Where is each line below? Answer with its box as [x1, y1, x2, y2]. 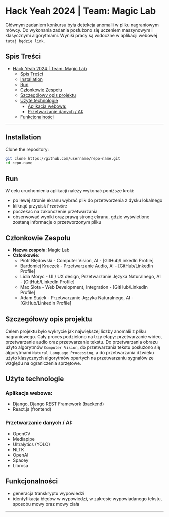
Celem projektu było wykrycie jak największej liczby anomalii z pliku [5, 328, 146, 334]
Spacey [12, 457, 29, 463]
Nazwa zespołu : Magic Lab [12, 247, 70, 253]
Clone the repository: [5, 146, 49, 152]
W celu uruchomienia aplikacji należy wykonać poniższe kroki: [5, 188, 135, 194]
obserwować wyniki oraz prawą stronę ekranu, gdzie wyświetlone [12, 214, 150, 220]
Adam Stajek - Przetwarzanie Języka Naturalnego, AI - [20, 294, 134, 301]
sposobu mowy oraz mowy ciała [12, 501, 79, 507]
